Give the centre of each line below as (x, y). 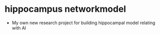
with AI (19, 28)
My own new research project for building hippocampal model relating (83, 23)
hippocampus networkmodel (65, 9)
